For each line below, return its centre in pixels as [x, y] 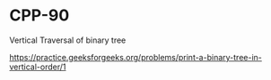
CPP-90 [39, 16]
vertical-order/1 [38, 67]
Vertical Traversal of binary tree [68, 40]
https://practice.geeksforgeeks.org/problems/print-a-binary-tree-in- [135, 57]
